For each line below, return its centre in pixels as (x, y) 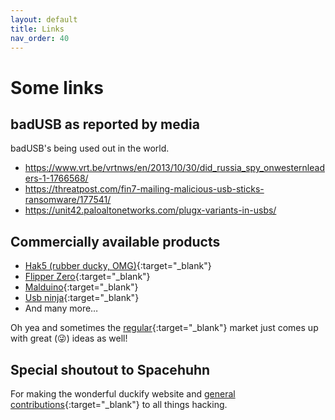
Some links (57, 87)
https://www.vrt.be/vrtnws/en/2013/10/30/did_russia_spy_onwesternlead (174, 168)
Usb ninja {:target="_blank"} (82, 298)
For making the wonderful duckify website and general (123, 394)
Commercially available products (115, 241)
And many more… (61, 308)
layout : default (44, 19)
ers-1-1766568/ (56, 178)
